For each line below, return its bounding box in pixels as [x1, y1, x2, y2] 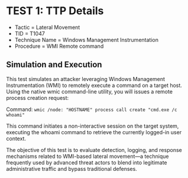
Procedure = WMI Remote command [14, 43, 104, 50]
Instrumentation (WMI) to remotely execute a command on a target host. [6, 82, 182, 89]
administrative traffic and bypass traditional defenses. [6, 165, 137, 172]
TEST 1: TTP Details [6, 4, 104, 18]
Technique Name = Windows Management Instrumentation [14, 36, 158, 43]
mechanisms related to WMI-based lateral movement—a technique [6, 153, 169, 160]
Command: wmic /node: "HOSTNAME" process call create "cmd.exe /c [6, 105, 177, 113]
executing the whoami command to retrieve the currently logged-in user [6, 128, 182, 135]
